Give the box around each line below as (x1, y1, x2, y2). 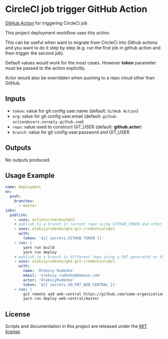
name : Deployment (5, 184, 41, 189)
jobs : (5, 207, 16, 213)
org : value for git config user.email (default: (12, 113, 101, 119)
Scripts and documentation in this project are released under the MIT (5, 323, 147, 329)
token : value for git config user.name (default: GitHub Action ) (12, 107, 138, 113)
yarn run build (23, 245, 55, 250)
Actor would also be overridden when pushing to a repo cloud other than (5, 74, 155, 80)
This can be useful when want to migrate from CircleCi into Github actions (5, 39, 157, 45)
